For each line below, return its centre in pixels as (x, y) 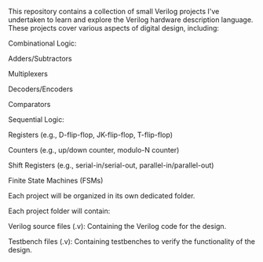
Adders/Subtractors (40, 59)
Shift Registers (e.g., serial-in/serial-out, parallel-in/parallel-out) (111, 165)
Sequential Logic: (36, 120)
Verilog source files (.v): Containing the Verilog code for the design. (117, 226)
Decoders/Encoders (40, 89)
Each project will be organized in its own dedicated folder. (102, 196)
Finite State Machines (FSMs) (56, 181)
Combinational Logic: (42, 43)
